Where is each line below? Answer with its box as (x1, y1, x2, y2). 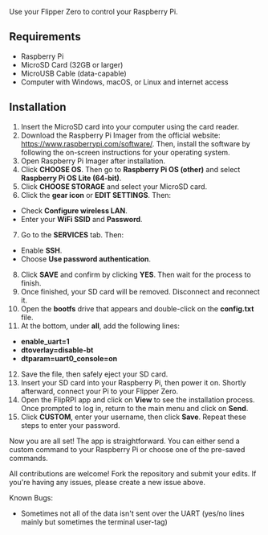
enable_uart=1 (20, 336, 71, 346)
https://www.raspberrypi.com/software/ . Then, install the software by (20, 138, 251, 148)
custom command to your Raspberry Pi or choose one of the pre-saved (9, 444, 246, 454)
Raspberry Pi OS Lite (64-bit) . (20, 173, 122, 183)
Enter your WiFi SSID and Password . (20, 214, 143, 224)
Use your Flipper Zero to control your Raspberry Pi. (9, 7, 179, 16)
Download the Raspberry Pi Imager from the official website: (20, 130, 221, 140)
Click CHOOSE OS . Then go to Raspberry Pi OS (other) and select (20, 164, 241, 174)
